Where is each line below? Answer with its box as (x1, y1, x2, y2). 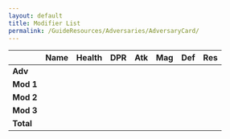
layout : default (8, 11, 63, 20)
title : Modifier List (8, 19, 81, 27)
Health (76, 52, 103, 63)
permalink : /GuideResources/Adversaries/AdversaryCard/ (8, 27, 199, 35)
